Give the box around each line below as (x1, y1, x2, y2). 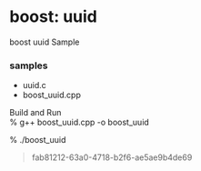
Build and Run (9, 107, 62, 118)
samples (9, 59, 48, 72)
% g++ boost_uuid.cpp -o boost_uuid (9, 116, 150, 128)
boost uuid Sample (9, 36, 80, 47)
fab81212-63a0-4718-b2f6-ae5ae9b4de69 (31, 152, 193, 163)
